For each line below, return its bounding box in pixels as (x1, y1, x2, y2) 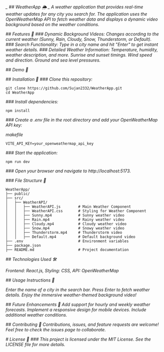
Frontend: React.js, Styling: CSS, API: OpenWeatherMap (5, 268, 119, 273)
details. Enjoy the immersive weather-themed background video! (5, 292, 137, 298)
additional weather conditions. (5, 312, 68, 318)
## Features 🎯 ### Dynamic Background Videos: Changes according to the (5, 31, 159, 37)
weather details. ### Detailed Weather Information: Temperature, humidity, (5, 47, 158, 53)
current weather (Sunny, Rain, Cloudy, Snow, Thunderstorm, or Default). (5, 36, 152, 42)
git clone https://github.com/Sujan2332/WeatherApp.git (5, 86, 122, 91)
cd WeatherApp (5, 90, 35, 95)
